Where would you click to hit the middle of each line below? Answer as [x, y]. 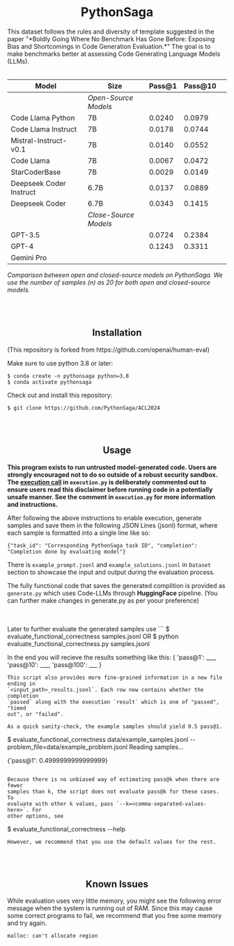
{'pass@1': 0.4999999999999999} [57, 760]
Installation [117, 333]
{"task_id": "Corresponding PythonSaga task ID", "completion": [102, 545]
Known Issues [117, 884]
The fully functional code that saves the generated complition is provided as [116, 585]
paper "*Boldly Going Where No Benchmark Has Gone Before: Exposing [111, 38]
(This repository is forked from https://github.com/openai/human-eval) [109, 350]
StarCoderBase [36, 172]
